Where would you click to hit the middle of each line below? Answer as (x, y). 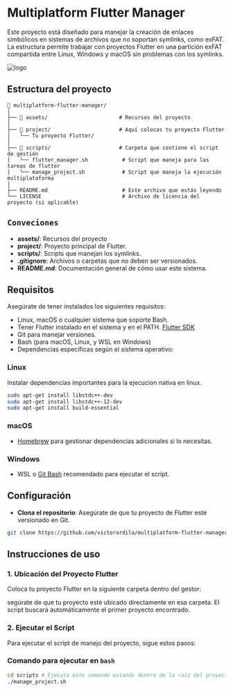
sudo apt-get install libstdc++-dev (60, 395)
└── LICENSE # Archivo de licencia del (103, 196)
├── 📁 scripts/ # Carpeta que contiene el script (113, 148)
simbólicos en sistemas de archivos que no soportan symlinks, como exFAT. (116, 39)
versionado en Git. (43, 520)
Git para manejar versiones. (57, 335)
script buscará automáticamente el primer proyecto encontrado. (99, 610)
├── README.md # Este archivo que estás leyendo (114, 190)
